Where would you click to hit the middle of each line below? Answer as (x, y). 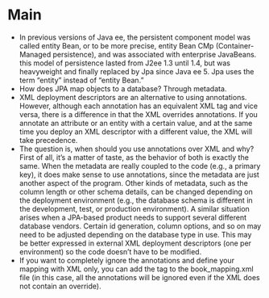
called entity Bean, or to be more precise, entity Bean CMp (116, 45)
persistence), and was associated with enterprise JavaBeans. (155, 54)
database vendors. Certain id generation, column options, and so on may (140, 226)
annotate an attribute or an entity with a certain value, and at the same (136, 123)
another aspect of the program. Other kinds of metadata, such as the (134, 183)
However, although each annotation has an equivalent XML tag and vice (139, 106)
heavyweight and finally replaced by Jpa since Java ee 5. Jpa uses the (137, 71)
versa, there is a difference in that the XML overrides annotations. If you (139, 114)
